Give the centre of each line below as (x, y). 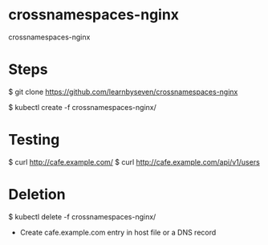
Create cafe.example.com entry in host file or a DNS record (118, 232)
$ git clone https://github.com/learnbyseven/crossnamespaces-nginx (123, 92)
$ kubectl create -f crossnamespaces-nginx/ (82, 107)
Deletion (37, 194)
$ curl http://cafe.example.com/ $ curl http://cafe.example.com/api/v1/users (134, 161)
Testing (34, 140)
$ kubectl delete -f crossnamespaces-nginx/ (82, 216)
